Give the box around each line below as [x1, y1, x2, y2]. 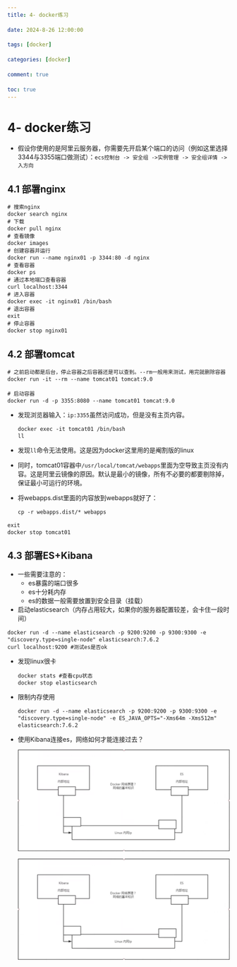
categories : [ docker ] [7, 57, 71, 64]
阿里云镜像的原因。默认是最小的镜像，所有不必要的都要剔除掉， [42, 470, 228, 478]
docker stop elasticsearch [17, 679, 97, 687]
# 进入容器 [7, 291, 35, 298]
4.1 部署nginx [7, 183, 66, 195]
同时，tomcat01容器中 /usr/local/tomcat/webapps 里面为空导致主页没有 [17, 461, 222, 469]
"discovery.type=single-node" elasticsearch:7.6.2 [7, 636, 159, 643]
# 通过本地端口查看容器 [7, 276, 67, 284]
